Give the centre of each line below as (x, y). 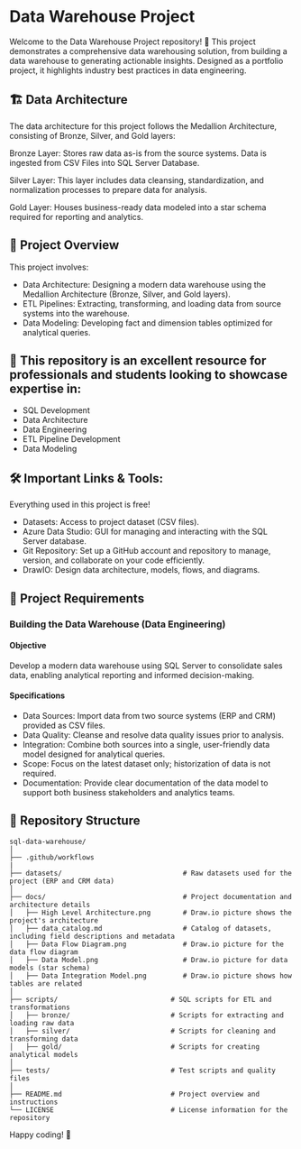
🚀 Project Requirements (77, 598)
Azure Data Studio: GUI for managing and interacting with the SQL (145, 532)
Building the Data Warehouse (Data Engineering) (118, 624)
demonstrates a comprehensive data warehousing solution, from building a (149, 51)
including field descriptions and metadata (92, 936)
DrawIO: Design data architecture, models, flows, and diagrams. (141, 570)
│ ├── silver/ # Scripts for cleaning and (143, 1031)
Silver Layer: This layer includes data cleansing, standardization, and (137, 180)
